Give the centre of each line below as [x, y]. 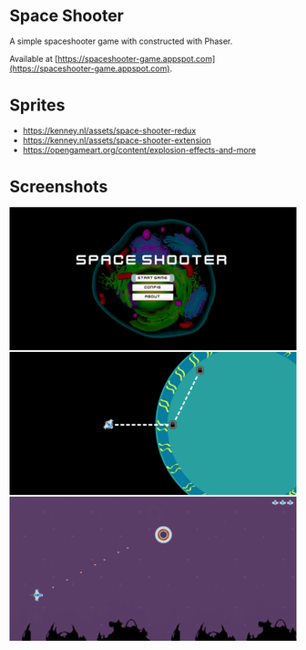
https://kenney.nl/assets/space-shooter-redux [109, 130]
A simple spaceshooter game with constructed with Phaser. [121, 41]
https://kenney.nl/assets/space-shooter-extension [117, 140]
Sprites [37, 105]
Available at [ [34, 58]
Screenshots [59, 187]
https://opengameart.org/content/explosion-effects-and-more [139, 150]
